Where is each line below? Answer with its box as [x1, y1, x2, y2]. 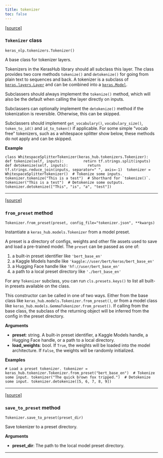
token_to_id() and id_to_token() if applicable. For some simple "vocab [5, 125, 148, 131]
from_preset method [5, 210, 53, 216]
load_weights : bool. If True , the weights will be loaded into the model [12, 342, 150, 348]
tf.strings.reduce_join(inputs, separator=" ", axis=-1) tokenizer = [5, 167, 151, 172]
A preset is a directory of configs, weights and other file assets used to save [5, 239, 158, 245]
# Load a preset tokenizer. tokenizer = [5, 367, 88, 371]
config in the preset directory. [5, 313, 65, 319]
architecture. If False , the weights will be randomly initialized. [12, 348, 135, 353]
